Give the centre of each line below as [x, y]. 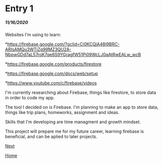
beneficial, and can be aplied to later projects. [51, 137]
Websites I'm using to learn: [33, 35]
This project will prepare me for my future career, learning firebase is [75, 131]
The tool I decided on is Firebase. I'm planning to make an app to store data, [82, 107]
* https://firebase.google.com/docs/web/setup [52, 73]
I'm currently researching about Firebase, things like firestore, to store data [81, 93]
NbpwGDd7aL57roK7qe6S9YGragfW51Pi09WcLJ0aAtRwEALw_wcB [73, 55]
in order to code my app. [30, 98]
